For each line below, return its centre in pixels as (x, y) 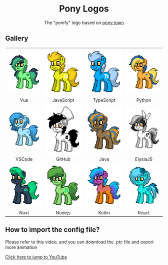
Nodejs (63, 213)
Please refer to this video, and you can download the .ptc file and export (79, 242)
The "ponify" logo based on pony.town (84, 23)
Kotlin (104, 213)
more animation (21, 247)
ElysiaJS (143, 159)
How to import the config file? (52, 230)
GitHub (63, 159)
